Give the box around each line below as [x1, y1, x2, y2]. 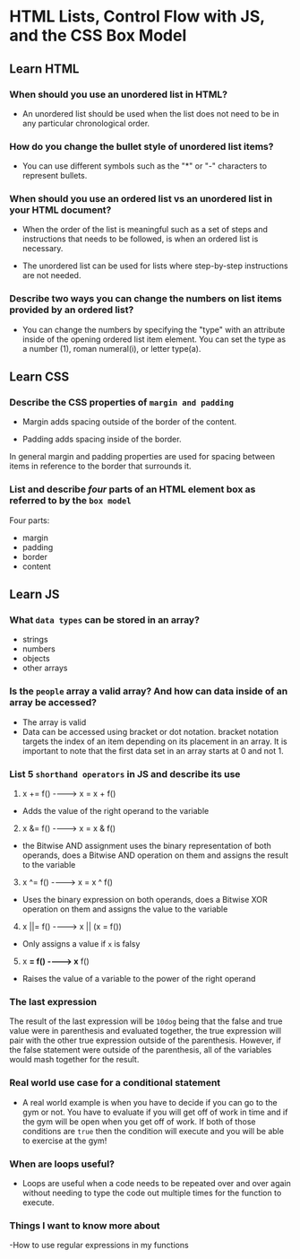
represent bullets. [21, 170, 88, 181]
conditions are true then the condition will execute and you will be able [21, 1125, 285, 1136]
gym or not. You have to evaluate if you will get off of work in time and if [21, 1106, 288, 1117]
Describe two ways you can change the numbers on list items [9, 293, 282, 305]
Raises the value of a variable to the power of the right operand [21, 974, 256, 984]
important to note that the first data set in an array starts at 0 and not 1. [21, 745, 284, 756]
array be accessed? [9, 696, 97, 709]
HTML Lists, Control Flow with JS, [9, 6, 265, 27]
